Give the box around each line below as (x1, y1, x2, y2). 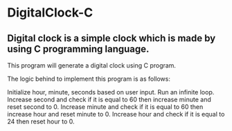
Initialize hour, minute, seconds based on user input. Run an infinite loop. (7, 88, 215, 96)
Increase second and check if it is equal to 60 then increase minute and (7, 95, 211, 103)
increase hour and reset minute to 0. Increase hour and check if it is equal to (7, 110, 225, 118)
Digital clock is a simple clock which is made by (7, 32, 216, 44)
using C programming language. (7, 43, 150, 54)
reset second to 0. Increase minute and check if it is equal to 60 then (7, 103, 204, 111)
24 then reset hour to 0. (7, 117, 75, 125)
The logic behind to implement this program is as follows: (7, 74, 171, 83)
